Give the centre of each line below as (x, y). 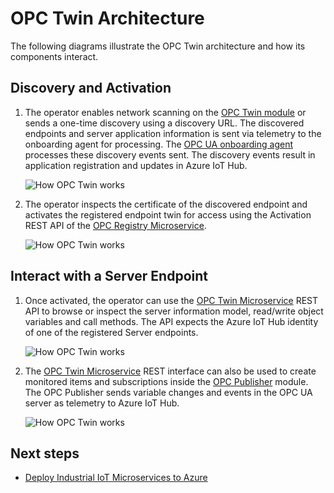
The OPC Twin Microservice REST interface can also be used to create (170, 371)
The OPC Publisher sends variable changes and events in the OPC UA (168, 392)
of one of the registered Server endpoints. (111, 332)
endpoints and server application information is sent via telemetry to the (173, 133)
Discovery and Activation (91, 88)
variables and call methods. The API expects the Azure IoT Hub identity (171, 321)
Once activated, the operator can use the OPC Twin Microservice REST (171, 300)
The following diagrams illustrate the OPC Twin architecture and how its (158, 46)
